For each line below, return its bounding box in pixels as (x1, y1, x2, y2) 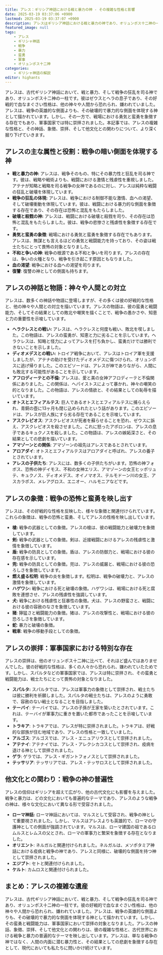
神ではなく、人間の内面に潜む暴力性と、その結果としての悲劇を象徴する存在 (5, 938, 158, 944)
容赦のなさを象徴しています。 (33, 604, 93, 610)
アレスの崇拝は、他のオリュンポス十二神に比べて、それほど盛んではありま (5, 658, 153, 663)
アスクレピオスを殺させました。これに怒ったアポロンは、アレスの (20, 424, 153, 430)
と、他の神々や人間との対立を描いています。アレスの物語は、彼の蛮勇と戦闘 (5, 303, 158, 310)
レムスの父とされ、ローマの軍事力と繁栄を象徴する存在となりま (29, 830, 157, 836)
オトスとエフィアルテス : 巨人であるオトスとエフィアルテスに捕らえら (12, 399, 150, 405)
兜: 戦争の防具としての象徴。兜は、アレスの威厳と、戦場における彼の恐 (12, 561, 155, 567)
